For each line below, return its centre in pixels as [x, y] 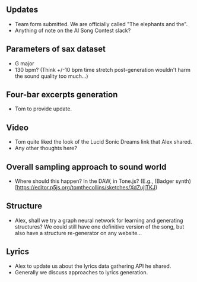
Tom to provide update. [43, 109]
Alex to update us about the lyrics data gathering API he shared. [93, 266]
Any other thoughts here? [46, 148]
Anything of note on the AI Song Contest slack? [73, 30]
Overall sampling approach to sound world [86, 167]
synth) [183, 181]
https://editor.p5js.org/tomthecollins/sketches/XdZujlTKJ [86, 188]
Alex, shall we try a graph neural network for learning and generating [99, 220]
